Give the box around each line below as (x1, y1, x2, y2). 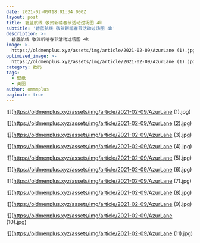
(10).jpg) (6, 218, 27, 225)
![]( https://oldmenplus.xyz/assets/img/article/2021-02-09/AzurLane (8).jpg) (6, 189, 192, 196)
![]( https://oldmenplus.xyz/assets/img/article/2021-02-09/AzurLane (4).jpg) (6, 142, 192, 149)
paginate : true (6, 92, 44, 98)
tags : (6, 70, 20, 76)
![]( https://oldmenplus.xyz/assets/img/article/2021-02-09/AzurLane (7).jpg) (6, 177, 192, 185)
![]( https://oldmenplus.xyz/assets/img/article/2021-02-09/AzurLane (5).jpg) (6, 154, 192, 161)
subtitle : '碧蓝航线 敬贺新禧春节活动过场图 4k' (6, 25, 115, 32)
